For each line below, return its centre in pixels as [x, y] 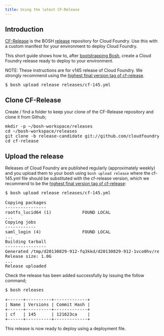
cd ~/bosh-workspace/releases [41, 131]
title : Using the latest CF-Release [42, 10]
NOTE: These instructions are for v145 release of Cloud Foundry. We [74, 70]
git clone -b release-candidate [44, 136]
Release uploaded [26, 266]
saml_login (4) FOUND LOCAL [58, 232]
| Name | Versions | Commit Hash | [48, 305]
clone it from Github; [26, 117]
